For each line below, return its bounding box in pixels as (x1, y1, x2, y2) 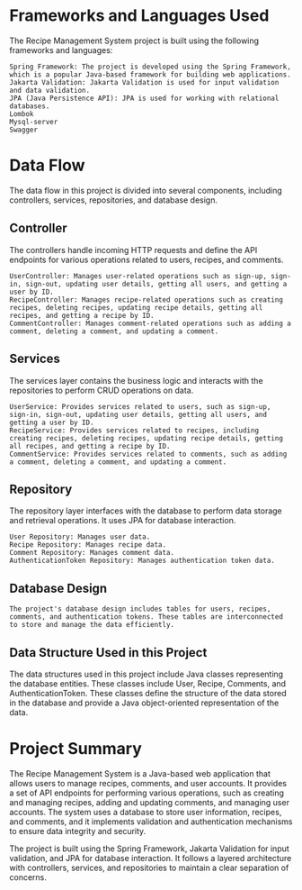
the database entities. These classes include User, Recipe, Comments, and (9, 677, 286, 689)
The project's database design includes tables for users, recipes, (9, 604, 271, 613)
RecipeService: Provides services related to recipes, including (9, 425, 259, 435)
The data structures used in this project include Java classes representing (9, 668, 284, 679)
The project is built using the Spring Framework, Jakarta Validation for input (9, 843, 289, 854)
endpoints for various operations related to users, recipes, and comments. (9, 254, 284, 265)
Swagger (9, 125, 39, 134)
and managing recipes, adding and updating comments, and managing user (9, 796, 290, 807)
